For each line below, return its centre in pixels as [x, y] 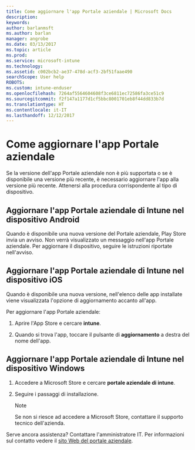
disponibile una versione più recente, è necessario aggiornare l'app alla [93, 179]
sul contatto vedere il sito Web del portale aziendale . [70, 441]
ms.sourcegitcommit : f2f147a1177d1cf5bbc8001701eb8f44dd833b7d [85, 99]
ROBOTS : [16, 83]
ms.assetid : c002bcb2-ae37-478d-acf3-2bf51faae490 [69, 72]
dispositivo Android [43, 219]
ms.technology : [25, 66]
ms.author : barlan [28, 33]
